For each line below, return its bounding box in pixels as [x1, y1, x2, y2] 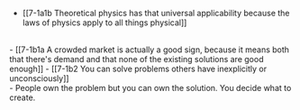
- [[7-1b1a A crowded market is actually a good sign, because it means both [9, 44, 290, 55]
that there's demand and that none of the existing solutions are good [9, 54, 264, 64]
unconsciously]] [9, 73, 69, 84]
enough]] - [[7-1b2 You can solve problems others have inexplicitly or [9, 63, 268, 74]
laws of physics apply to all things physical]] [22, 17, 187, 28]
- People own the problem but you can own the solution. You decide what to [9, 83, 292, 93]
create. [9, 92, 36, 103]
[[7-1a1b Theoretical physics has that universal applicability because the [22, 8, 290, 18]
